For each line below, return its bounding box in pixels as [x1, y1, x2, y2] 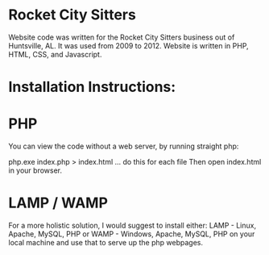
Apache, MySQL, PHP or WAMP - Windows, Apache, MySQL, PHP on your [8, 229, 255, 239]
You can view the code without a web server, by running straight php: [8, 141, 239, 151]
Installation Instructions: [8, 78, 176, 96]
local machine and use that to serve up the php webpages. [8, 238, 204, 247]
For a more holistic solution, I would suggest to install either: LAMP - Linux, [8, 220, 256, 230]
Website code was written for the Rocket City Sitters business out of [8, 32, 235, 42]
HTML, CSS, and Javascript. [8, 49, 102, 59]
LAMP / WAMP [8, 194, 109, 212]
